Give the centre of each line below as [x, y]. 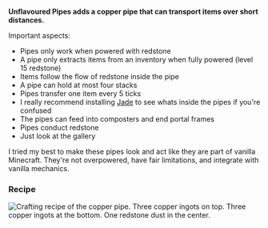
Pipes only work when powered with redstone [95, 51]
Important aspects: [39, 36]
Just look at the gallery [58, 136]
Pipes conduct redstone [59, 128]
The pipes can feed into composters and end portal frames [117, 119]
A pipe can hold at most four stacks [78, 85]
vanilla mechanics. [39, 168]
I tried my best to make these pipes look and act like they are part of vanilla [132, 152]
